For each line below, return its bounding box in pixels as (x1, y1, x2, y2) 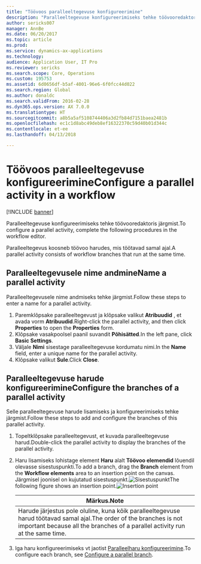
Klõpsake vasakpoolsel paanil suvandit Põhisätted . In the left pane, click (14, 330, 193, 338)
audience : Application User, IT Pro (6, 59, 98, 65)
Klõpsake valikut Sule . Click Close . (14, 356, 100, 363)
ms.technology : (6, 53, 44, 59)
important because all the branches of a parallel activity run (17, 522, 185, 530)
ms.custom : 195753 (6, 76, 52, 82)
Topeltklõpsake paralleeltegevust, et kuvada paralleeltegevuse (14, 432, 169, 440)
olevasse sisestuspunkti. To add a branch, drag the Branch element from (14, 463, 193, 470)
